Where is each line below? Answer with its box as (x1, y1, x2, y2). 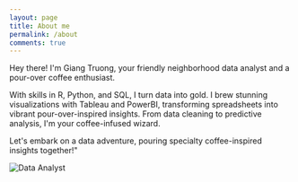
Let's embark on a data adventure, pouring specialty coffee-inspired (9, 135, 262, 146)
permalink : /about (9, 30, 78, 39)
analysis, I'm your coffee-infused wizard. (9, 118, 161, 129)
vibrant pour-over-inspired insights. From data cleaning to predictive (9, 108, 262, 119)
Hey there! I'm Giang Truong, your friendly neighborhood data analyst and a (9, 63, 290, 74)
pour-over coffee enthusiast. (9, 73, 115, 83)
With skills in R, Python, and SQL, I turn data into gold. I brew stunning (9, 90, 267, 100)
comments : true (9, 38, 66, 48)
